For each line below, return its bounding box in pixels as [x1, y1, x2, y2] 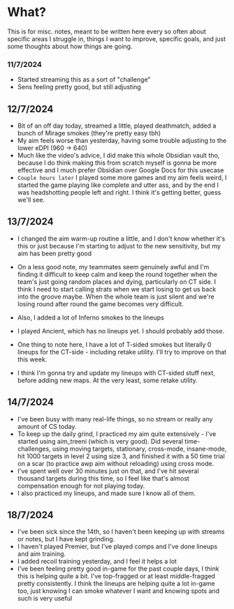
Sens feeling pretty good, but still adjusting [17, 83, 141, 91]
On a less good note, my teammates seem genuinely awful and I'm [17, 262, 210, 271]
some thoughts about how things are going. [7, 42, 133, 50]
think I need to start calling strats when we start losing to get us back [17, 285, 217, 293]
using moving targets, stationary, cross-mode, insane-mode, [52, 444, 227, 453]
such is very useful [17, 594, 73, 603]
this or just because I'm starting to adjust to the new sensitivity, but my [17, 241, 221, 250]
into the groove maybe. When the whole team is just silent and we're [17, 292, 215, 301]
